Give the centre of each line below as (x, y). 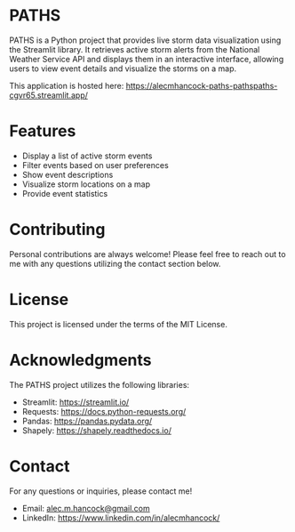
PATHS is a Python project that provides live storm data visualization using (145, 40)
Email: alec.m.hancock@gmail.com (86, 508)
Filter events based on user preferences (95, 165)
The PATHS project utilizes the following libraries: (99, 384)
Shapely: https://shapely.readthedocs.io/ (96, 430)
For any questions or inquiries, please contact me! (101, 491)
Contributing (57, 230)
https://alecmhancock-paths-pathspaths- (202, 85)
